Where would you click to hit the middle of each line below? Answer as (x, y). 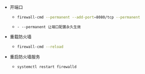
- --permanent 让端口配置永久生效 (49, 27)
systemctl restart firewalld (47, 67)
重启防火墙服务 (25, 56)
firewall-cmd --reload (40, 47)
